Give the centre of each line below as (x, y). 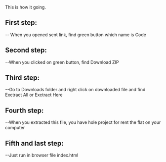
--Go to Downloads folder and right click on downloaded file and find (75, 90)
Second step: (26, 50)
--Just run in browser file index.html (42, 155)
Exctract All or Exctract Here (34, 95)
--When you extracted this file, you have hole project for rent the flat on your (83, 122)
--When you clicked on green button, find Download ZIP (62, 62)
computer (15, 128)
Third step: (22, 78)
